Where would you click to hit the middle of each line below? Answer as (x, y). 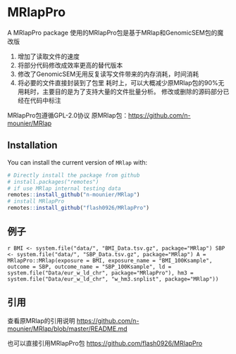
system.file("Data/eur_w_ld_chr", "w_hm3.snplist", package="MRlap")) (113, 279)
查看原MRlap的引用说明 (41, 320)
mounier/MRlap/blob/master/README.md (68, 329)
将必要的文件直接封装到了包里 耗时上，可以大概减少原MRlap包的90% (118, 82)
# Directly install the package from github (74, 175)
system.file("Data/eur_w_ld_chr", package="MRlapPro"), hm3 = (100, 273)
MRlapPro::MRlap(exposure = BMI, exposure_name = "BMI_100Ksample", (110, 260)
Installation (32, 145)
